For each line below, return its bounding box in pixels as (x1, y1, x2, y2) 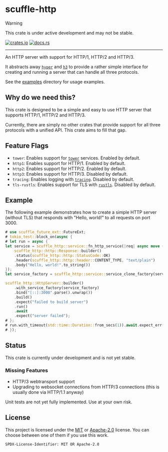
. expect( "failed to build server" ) (14, 299, 88, 305)
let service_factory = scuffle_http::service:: (5, 272, 106, 277)
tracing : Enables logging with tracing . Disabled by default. (12, 176, 134, 182)
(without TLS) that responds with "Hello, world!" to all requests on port (5, 215, 150, 221)
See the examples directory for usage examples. (5, 79, 105, 85)
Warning (5, 20, 22, 26)
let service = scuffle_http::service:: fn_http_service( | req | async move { (5, 244, 164, 249)
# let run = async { (5, 239, 48, 244)
